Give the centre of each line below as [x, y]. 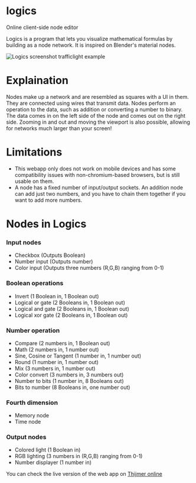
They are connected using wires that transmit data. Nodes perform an [91, 103]
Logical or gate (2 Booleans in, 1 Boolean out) [70, 302]
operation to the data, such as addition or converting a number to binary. [94, 109]
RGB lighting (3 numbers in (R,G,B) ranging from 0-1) [79, 456]
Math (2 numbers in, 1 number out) [57, 349]
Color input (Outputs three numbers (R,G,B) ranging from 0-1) [89, 268]
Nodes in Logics [46, 224]
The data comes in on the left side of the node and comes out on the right [96, 115]
